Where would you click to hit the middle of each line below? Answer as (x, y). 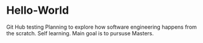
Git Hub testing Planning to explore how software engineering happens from (102, 27)
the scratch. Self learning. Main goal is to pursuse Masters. (80, 33)
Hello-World (38, 10)
